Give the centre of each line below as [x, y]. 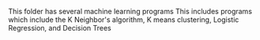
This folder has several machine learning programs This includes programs [130, 11]
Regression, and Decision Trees [60, 28]
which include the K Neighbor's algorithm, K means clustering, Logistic [124, 20]
